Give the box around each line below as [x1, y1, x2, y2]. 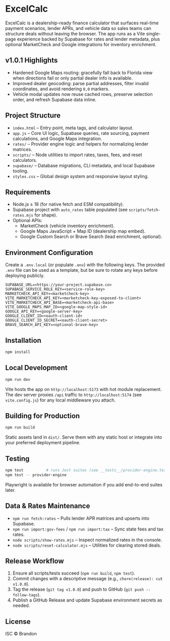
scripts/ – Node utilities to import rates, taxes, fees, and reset [12, 152, 143, 158]
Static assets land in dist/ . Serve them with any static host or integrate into [5, 434, 162, 440]
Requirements [5, 188, 51, 196]
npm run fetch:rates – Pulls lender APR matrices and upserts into [12, 515, 150, 521]
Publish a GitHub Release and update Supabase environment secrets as [12, 597, 162, 603]
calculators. [12, 157, 37, 163]
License [5, 617, 31, 626]
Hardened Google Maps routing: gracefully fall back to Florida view [12, 69, 153, 76]
